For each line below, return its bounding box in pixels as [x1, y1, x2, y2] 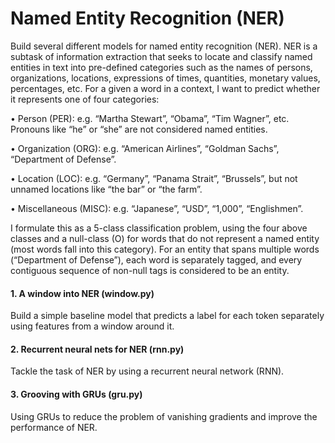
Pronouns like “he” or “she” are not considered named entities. [10, 123, 268, 135]
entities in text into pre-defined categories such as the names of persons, [10, 61, 313, 73]
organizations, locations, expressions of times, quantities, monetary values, [10, 72, 321, 84]
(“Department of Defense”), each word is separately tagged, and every [10, 253, 303, 266]
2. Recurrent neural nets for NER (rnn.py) [10, 343, 185, 355]
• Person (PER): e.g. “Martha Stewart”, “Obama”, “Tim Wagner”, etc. [10, 112, 290, 124]
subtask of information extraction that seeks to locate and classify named [10, 50, 313, 62]
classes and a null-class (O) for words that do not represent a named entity [10, 232, 320, 244]
